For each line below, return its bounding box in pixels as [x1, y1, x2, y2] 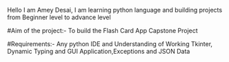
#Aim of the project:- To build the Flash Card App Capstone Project [7, 27, 198, 34]
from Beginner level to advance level [7, 13, 112, 21]
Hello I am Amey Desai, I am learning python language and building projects [7, 6, 223, 14]
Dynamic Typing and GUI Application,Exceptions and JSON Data [7, 48, 190, 55]
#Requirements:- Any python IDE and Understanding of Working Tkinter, [7, 40, 212, 48]
